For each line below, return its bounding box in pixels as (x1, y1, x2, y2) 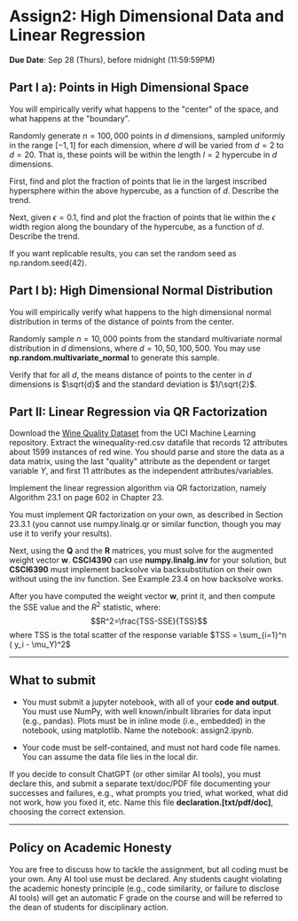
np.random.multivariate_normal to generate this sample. (9, 352, 220, 363)
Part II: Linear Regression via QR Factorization (9, 404, 268, 419)
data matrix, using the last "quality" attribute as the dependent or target (9, 456, 271, 467)
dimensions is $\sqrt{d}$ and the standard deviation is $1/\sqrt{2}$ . (9, 379, 257, 390)
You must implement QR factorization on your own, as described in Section (9, 509, 284, 520)
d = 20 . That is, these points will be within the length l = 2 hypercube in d (9, 149, 278, 160)
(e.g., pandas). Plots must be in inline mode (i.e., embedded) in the (21, 715, 266, 726)
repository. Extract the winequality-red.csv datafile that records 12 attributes (9, 437, 288, 448)
